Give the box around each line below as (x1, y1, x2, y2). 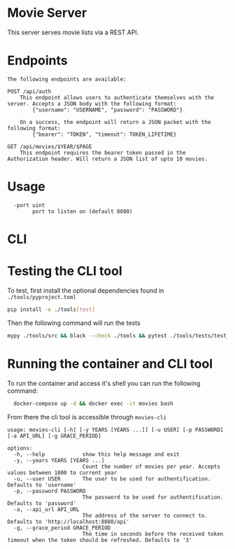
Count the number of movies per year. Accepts (82, 463, 220, 470)
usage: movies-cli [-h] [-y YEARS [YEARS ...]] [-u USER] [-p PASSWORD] (7, 426, 224, 433)
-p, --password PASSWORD (13, 487, 86, 494)
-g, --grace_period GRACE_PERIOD (13, 524, 111, 531)
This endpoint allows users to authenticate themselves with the (20, 94, 215, 101)
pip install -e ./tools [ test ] (7, 306, 96, 313)
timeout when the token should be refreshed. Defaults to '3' (7, 536, 192, 543)
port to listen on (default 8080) (32, 208, 133, 215)
